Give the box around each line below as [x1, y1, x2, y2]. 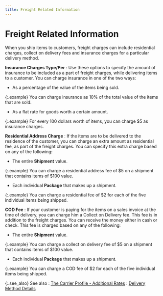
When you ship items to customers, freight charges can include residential [5, 45, 155, 51]
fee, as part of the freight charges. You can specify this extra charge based [5, 143, 157, 149]
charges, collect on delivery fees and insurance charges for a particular [5, 50, 149, 55]
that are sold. [5, 99, 32, 105]
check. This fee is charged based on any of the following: [5, 222, 121, 228]
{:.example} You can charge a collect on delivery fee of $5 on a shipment [5, 241, 153, 247]
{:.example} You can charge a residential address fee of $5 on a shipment [5, 167, 154, 173]
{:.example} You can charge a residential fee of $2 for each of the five [5, 192, 146, 198]
